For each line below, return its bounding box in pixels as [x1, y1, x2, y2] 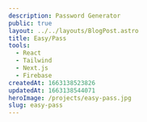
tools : [8, 42, 31, 50]
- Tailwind [15, 57, 52, 65]
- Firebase [15, 71, 52, 79]
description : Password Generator [8, 11, 121, 20]
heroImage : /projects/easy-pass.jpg [8, 94, 132, 102]
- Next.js [15, 64, 48, 72]
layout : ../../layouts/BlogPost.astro [8, 26, 139, 35]
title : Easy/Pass [8, 34, 67, 43]
